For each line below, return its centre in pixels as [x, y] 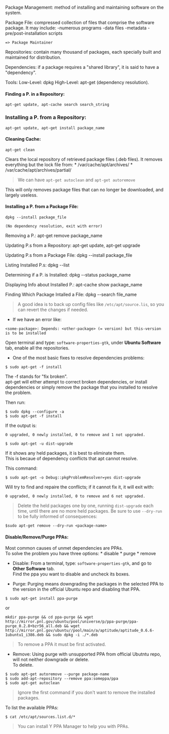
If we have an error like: [37, 319]
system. [13, 13]
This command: [21, 468]
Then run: [15, 402]
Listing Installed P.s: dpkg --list [37, 265]
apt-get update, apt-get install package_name [55, 128]
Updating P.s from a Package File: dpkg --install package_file [69, 255]
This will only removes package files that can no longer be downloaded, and [84, 189]
